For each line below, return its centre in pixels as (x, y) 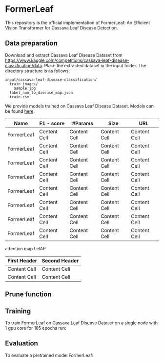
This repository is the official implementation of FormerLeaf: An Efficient (78, 23)
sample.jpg (25, 88)
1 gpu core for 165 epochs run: (36, 328)
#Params (83, 123)
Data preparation (31, 43)
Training (18, 311)
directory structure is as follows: (37, 71)
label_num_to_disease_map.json (41, 92)
